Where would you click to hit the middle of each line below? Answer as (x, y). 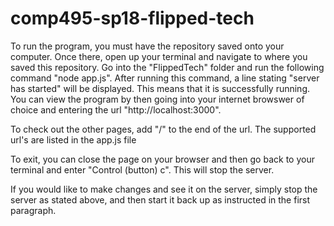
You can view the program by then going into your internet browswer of (157, 99)
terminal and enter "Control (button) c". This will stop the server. (142, 169)
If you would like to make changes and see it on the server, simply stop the (164, 189)
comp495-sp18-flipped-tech (132, 18)
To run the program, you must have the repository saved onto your (147, 46)
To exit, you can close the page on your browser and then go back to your (162, 159)
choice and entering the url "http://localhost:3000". (116, 109)
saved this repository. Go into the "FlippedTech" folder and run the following (167, 67)
